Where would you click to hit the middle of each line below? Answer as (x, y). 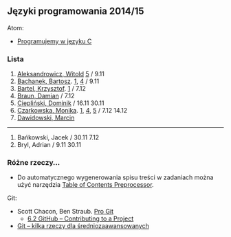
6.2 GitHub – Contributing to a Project (80, 218)
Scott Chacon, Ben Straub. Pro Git (65, 212)
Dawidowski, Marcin (46, 118)
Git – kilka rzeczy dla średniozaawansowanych (83, 226)
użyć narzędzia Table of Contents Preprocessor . (85, 185)
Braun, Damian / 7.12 (46, 96)
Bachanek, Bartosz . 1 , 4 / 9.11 (58, 81)
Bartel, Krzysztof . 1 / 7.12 (51, 89)
